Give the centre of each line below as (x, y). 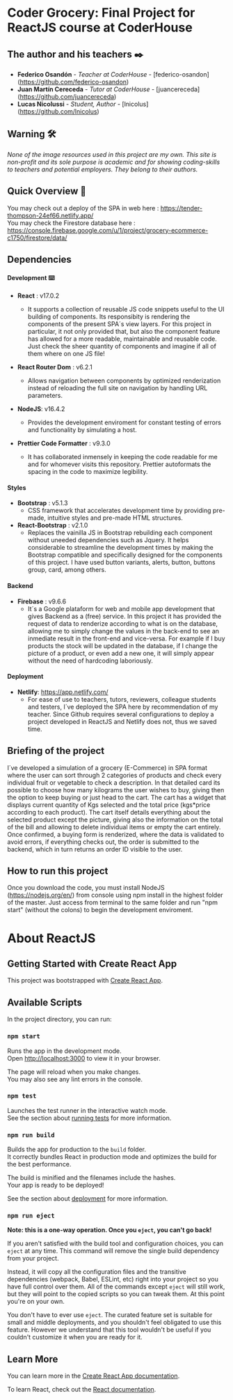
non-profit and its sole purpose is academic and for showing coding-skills (114, 162)
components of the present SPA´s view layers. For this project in (120, 324)
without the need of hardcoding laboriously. (90, 661)
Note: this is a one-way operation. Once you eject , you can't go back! (110, 1230)
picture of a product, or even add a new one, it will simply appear (121, 653)
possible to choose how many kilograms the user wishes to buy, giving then (116, 790)
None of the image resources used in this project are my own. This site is (112, 154)
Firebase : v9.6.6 (42, 601)
